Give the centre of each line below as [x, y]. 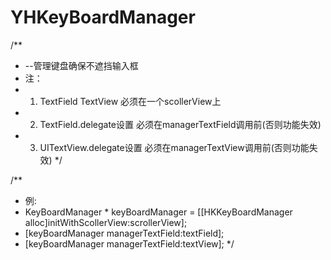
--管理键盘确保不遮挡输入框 [81, 65]
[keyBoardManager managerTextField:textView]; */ [129, 243]
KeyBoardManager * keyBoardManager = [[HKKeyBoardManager [158, 212]
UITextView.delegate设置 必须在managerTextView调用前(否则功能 [174, 147]
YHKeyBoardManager [103, 17]
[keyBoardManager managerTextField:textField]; [124, 233]
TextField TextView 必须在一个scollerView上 [130, 101]
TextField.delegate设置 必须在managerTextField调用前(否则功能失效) [180, 124]
